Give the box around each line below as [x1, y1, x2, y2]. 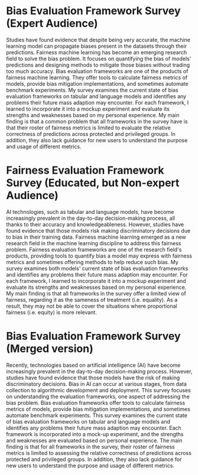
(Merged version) [6, 342, 93, 356]
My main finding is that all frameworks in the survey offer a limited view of [6, 289, 186, 297]
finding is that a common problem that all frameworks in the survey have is [6, 118, 188, 125]
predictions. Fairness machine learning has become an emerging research [6, 48, 187, 56]
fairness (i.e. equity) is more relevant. [6, 308, 98, 315]
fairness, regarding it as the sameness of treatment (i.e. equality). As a [6, 296, 178, 303]
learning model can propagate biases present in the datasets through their [6, 43, 187, 50]
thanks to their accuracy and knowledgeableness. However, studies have [6, 220, 184, 228]
